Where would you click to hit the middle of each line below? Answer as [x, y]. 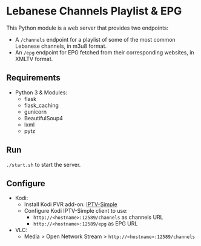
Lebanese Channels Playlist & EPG [94, 11]
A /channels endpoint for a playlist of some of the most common [95, 39]
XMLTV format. [34, 59]
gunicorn [35, 112]
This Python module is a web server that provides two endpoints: [87, 28]
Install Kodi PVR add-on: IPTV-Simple [71, 204]
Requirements [33, 78]
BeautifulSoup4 [44, 118]
